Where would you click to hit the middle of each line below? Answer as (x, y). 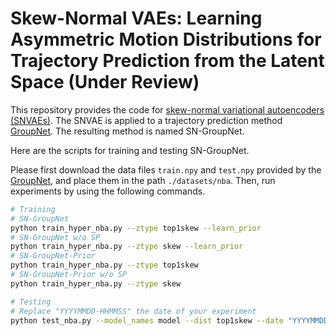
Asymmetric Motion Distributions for (166, 39)
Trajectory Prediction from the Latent (167, 61)
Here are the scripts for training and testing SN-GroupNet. (130, 150)
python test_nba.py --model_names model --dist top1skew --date (147, 320)
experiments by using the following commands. (108, 191)
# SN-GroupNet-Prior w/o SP (69, 275)
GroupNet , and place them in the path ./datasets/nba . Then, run (143, 180)
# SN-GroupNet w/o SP (55, 237)
